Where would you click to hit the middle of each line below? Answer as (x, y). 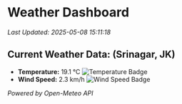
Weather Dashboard (69, 12)
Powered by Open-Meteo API (51, 93)
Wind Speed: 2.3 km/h (51, 79)
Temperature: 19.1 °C (49, 71)
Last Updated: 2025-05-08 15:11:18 (59, 32)
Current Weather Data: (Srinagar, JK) (92, 54)
